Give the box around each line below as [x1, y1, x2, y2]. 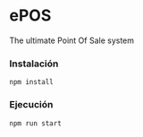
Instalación [9, 57, 59, 70]
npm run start [9, 118, 63, 128]
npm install [9, 78, 54, 87]
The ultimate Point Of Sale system [9, 35, 135, 46]
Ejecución [9, 98, 54, 111]
